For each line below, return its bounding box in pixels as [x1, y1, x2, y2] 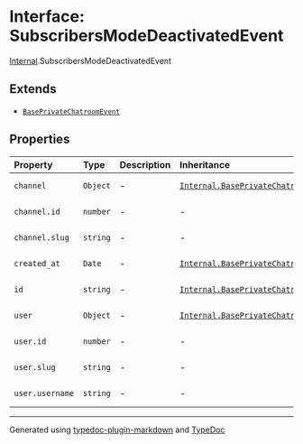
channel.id [14, 206, 60, 217]
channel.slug [14, 232, 70, 243]
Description [119, 158, 171, 171]
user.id [14, 336, 47, 347]
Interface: [9, 6, 86, 27]
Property [14, 158, 53, 171]
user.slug [14, 362, 56, 372]
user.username [14, 388, 75, 398]
